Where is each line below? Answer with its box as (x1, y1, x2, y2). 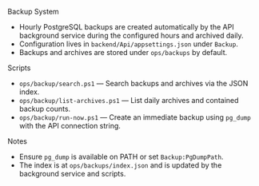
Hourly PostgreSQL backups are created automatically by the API (18, 22, 234, 31)
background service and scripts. (18, 169, 126, 178)
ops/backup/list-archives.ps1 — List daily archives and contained (18, 96, 239, 105)
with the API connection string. (18, 121, 122, 130)
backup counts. (18, 104, 71, 113)
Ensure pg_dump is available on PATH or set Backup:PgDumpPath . (18, 152, 224, 161)
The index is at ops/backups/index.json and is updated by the (18, 160, 222, 170)
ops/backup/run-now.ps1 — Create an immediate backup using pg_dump (18, 113, 251, 122)
